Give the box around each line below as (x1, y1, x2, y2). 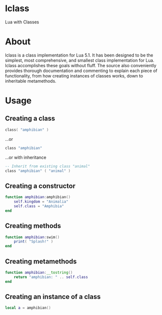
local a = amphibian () (5, 305, 51, 311)
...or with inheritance (5, 154, 47, 160)
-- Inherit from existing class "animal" (5, 164, 90, 168)
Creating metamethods (5, 257, 77, 265)
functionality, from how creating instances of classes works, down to (5, 73, 144, 78)
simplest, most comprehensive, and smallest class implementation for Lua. (5, 57, 155, 63)
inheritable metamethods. (5, 78, 57, 84)
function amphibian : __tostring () (5, 270, 73, 275)
